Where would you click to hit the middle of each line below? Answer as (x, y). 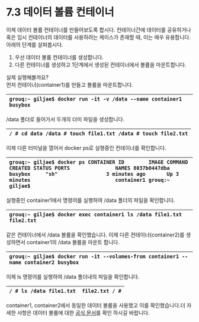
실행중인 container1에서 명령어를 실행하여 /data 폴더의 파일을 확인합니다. (91, 200)
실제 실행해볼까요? (28, 77)
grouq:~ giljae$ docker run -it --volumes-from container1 (94, 256)
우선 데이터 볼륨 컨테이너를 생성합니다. (59, 57)
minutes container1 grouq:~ (89, 180)
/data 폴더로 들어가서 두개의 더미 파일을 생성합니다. (65, 119)
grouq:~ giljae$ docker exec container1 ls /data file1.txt (96, 214)
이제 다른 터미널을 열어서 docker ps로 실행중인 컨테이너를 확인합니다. (86, 148)
